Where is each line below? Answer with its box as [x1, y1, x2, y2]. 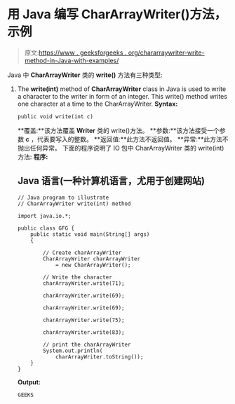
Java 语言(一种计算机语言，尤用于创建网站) [17, 175, 206, 187]
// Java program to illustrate [17, 194, 109, 201]
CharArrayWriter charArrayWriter [43, 255, 140, 263]
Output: [17, 377, 41, 386]
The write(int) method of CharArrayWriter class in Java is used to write [17, 85, 227, 93]
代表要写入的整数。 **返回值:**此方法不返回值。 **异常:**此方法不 [36, 134, 229, 144]
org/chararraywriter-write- [128, 48, 205, 57]
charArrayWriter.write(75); [43, 316, 125, 323]
